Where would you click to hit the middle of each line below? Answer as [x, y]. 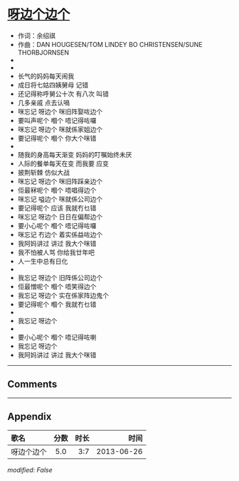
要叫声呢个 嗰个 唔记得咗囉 [57, 120]
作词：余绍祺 [36, 36]
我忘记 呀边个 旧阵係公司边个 [60, 277]
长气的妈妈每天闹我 [46, 76]
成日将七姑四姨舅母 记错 [53, 85]
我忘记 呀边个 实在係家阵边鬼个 [63, 295]
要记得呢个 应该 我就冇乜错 [57, 207]
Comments [32, 384]
